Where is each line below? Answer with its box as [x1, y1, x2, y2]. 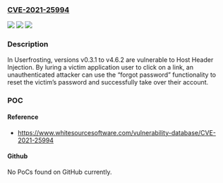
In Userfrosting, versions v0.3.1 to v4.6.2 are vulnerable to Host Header [7, 55, 214, 64]
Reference [7, 113, 39, 121]
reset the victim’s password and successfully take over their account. [7, 77, 209, 86]
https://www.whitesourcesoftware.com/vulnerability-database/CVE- [17, 128, 217, 137]
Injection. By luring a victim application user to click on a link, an [7, 63, 194, 71]
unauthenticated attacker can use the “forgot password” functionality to [7, 70, 217, 79]
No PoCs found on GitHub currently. [7, 168, 112, 176]
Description [7, 39, 49, 49]
